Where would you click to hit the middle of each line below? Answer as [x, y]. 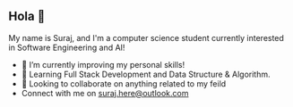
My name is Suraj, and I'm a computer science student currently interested [146, 37]
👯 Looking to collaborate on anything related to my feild [124, 83]
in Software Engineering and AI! [67, 47]
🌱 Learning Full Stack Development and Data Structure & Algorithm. [146, 74]
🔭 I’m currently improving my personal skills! [103, 64]
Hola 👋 [27, 16]
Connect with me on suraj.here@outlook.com [105, 93]
